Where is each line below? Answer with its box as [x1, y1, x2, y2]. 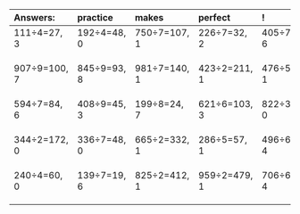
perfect [197, 12, 230, 23]
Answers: [13, 12, 55, 23]
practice [77, 12, 113, 23]
